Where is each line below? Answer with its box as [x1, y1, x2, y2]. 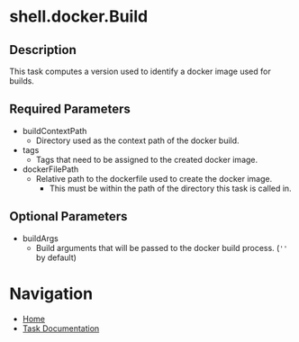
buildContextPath [22, 125, 87, 136]
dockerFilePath [22, 164, 79, 175]
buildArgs [22, 232, 59, 244]
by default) [35, 252, 77, 263]
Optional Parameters [9, 209, 128, 224]
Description [9, 42, 77, 58]
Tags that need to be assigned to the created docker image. [35, 154, 258, 165]
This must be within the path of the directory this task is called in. [49, 183, 292, 193]
